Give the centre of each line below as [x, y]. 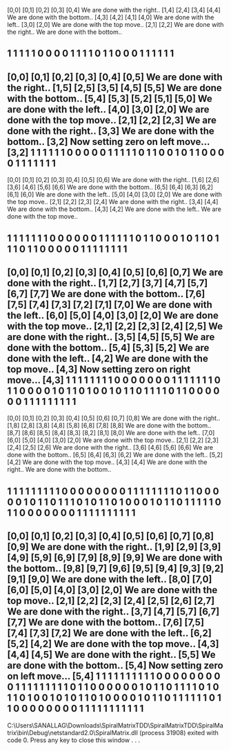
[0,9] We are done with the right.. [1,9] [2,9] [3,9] [114, 547]
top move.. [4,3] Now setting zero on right [99, 369]
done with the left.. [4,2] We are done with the [108, 358]
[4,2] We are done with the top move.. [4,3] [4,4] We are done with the [107, 462]
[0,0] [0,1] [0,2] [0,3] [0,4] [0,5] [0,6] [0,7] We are [115, 272]
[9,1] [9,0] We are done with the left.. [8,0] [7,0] [110, 580]
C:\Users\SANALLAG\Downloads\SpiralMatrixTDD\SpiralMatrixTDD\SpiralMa [115, 725]
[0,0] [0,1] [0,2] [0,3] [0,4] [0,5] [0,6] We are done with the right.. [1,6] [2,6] [113, 180]
